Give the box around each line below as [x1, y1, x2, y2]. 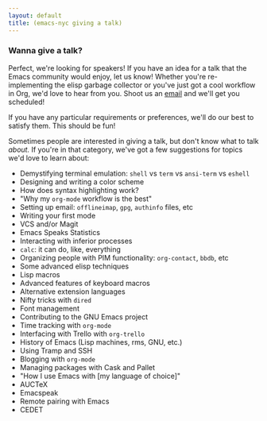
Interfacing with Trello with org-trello [19, 329, 145, 338]
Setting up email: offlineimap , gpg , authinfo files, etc [19, 202, 193, 211]
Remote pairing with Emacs [19, 396, 110, 406]
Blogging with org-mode [19, 354, 96, 364]
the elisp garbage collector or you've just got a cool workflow [54, 80, 256, 90]
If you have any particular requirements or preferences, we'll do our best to [8, 112, 254, 122]
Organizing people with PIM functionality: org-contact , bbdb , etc [19, 253, 229, 262]
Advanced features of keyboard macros [19, 278, 151, 288]
